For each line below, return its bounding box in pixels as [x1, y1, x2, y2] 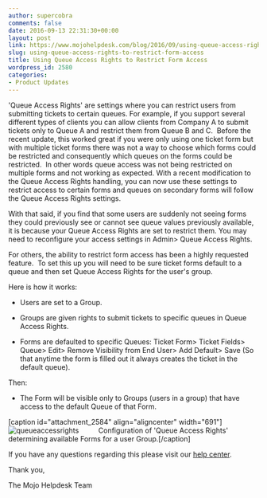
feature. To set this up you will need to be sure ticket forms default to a [8, 258, 242, 268]
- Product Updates [8, 78, 69, 86]
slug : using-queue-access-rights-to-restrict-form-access [8, 49, 204, 57]
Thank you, [8, 465, 45, 474]
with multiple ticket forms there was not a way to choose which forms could [8, 143, 257, 152]
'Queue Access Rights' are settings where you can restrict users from [8, 100, 237, 110]
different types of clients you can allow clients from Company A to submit [8, 117, 249, 127]
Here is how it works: [8, 282, 78, 292]
